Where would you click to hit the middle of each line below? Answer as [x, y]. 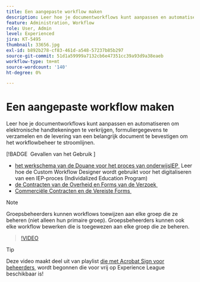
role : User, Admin [29, 28]
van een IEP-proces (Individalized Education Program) [81, 178]
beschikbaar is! [25, 274]
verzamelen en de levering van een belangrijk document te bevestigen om [97, 136]
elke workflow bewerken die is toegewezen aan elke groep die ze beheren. [98, 227]
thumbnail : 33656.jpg [33, 45]
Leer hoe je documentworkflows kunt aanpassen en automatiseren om [93, 124]
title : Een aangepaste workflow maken [54, 12]
